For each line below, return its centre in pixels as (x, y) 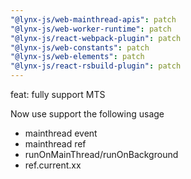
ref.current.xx (53, 165)
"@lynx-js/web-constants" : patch (80, 47)
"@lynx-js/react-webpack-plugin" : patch (96, 38)
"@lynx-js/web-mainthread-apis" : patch (93, 19)
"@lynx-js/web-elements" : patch (77, 57)
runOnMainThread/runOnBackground (101, 154)
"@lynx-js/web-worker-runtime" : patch (91, 29)
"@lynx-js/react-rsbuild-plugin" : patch (96, 66)
